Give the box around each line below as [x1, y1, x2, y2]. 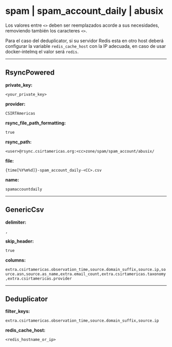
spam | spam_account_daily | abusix [5, 5, 164, 17]
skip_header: [5, 238, 34, 244]
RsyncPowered [5, 68, 55, 77]
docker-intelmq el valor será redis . [5, 48, 79, 54]
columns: [5, 257, 26, 263]
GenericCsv [5, 206, 45, 214]
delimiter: [5, 219, 27, 225]
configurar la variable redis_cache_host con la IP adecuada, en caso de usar [5, 43, 166, 49]
